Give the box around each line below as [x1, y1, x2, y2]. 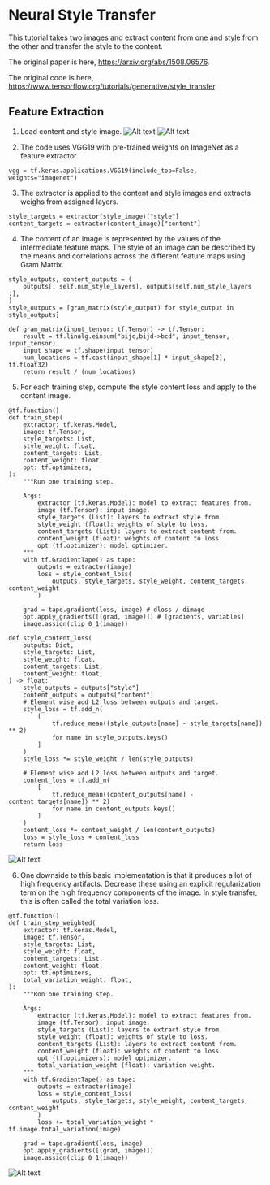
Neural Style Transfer [8, 6, 156, 24]
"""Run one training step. [23, 477, 114, 485]
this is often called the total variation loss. [19, 896, 160, 905]
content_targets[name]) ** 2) [8, 797, 111, 805]
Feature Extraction [8, 105, 104, 119]
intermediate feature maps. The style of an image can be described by [19, 242, 256, 252]
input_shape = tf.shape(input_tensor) [23, 346, 154, 354]
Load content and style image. [19, 126, 122, 136]
